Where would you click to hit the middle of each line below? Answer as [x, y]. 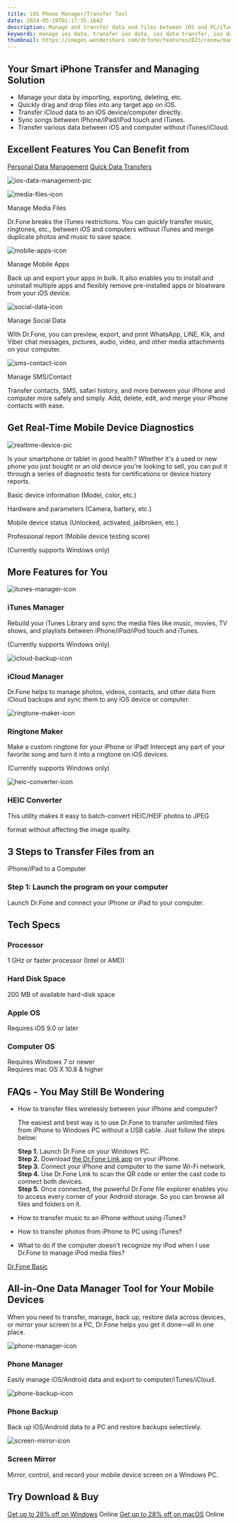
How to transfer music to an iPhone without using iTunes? [102, 1218]
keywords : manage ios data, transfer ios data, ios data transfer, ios [115, 34]
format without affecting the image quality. [69, 829]
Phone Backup [33, 1412]
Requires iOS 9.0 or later [43, 1028]
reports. [19, 481]
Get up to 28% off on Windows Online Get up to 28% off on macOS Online [116, 1514]
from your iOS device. [39, 293]
